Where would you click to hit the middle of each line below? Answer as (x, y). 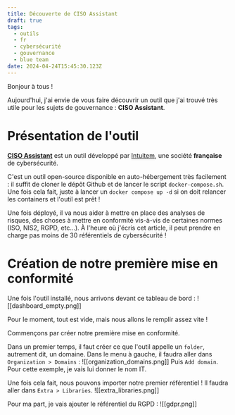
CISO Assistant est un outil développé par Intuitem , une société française (115, 155)
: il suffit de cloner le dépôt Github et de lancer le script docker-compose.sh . (116, 184)
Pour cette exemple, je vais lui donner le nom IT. (77, 369)
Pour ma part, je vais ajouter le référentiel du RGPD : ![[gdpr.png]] (102, 404)
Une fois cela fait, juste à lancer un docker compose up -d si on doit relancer (117, 192)
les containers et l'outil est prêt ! (54, 199)
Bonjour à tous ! (30, 86)
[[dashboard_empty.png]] (45, 305)
